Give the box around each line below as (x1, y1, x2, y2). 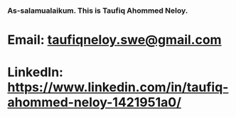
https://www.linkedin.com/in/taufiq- (7, 79, 229, 96)
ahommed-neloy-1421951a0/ (7, 94, 182, 111)
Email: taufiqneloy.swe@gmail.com (7, 32, 222, 48)
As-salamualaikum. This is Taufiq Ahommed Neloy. (7, 6, 188, 16)
